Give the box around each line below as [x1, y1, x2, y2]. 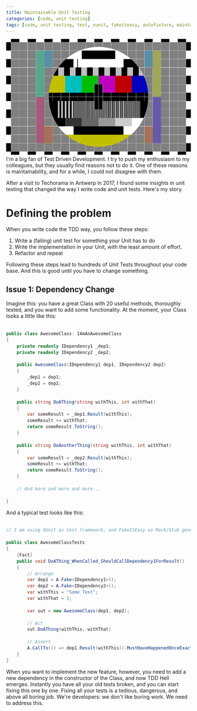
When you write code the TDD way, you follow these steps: [6, 226, 150, 233]
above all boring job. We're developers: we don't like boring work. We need [6, 693, 188, 700]
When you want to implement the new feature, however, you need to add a [6, 668, 186, 675]
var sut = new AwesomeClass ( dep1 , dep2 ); [27, 607, 130, 614]
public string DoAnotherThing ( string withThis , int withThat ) [16, 442, 172, 448]
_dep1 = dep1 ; [27, 374, 62, 380]
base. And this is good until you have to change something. [6, 268, 150, 275]
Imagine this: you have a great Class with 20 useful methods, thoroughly [6, 300, 181, 307]
